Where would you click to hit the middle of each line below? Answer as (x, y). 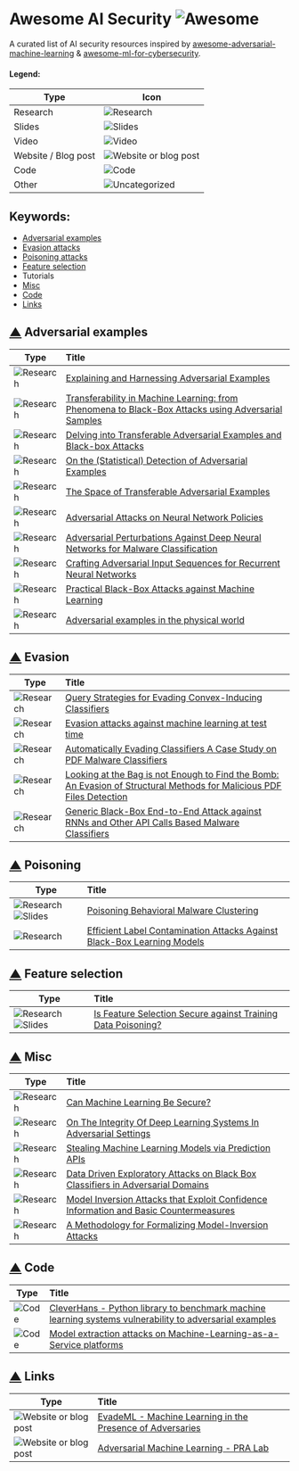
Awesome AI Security (90, 19)
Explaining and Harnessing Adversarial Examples (168, 377)
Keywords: (40, 216)
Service (65, 1344)
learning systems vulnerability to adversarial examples (162, 1318)
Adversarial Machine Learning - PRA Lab (183, 1448)
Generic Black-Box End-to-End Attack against (164, 811)
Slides (27, 127)
